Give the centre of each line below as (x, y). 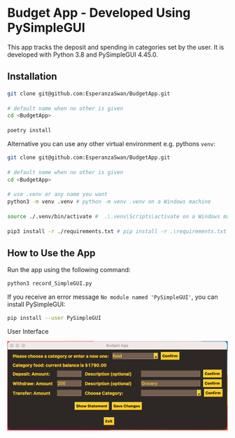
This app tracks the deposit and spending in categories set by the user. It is (116, 47)
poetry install (29, 131)
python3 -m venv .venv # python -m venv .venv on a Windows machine (109, 202)
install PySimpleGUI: (36, 304)
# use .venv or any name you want (58, 195)
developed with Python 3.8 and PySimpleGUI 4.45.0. (83, 55)
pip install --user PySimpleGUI (54, 318)
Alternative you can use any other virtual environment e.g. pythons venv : (111, 144)
